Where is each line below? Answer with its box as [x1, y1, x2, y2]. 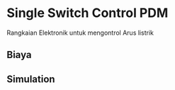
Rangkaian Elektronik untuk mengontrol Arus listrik [6, 28, 154, 37]
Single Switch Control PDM [6, 5, 169, 21]
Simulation [6, 73, 55, 85]
